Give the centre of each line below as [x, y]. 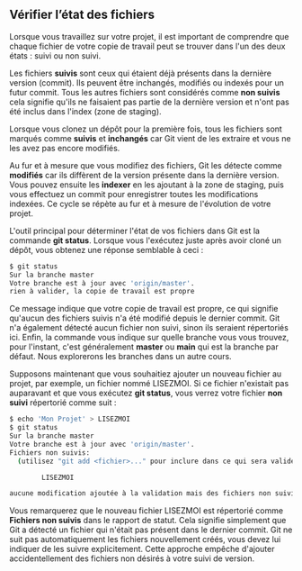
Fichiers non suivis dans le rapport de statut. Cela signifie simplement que [148, 521]
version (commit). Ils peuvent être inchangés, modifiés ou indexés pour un [147, 82]
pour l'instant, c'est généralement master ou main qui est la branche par [144, 347]
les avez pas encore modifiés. [65, 148]
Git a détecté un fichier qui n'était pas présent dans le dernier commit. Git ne [151, 530]
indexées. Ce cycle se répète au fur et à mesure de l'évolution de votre [140, 204]
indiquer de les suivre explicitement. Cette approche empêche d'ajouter [142, 549]
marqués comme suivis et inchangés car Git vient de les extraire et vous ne [150, 138]
